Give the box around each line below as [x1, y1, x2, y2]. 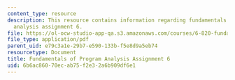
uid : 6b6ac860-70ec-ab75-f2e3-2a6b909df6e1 [7, 62, 136, 69]
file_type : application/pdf [7, 36, 90, 43]
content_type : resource [7, 10, 77, 17]
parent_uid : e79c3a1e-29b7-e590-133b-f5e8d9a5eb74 [7, 42, 158, 49]
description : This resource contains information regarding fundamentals [7, 17, 227, 24]
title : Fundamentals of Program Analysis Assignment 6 [7, 56, 171, 63]
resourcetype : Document [7, 49, 77, 56]
